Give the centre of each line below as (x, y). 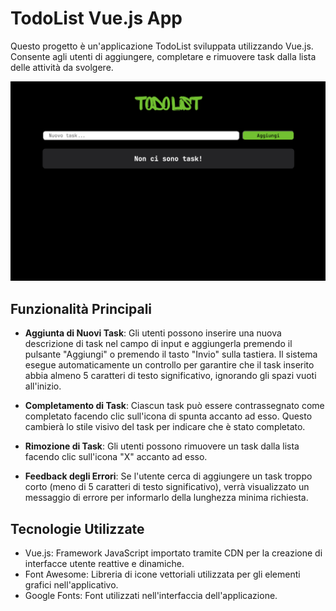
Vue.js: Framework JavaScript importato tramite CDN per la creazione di (173, 553)
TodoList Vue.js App (96, 18)
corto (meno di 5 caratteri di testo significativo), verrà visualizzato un (167, 487)
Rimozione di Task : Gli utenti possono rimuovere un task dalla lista (162, 446)
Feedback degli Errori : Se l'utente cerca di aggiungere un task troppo (168, 476)
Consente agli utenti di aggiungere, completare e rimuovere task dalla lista (163, 56)
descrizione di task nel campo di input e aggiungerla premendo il (158, 344)
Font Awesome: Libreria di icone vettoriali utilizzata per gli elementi (162, 574)
